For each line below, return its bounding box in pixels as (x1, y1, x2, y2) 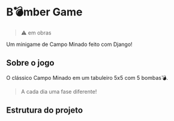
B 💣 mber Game (6, 5, 83, 19)
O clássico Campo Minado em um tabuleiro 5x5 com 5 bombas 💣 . (6, 74, 169, 81)
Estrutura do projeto (6, 106, 83, 116)
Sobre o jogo (6, 58, 55, 68)
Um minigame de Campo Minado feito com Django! (6, 41, 133, 48)
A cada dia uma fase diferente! (20, 88, 97, 95)
